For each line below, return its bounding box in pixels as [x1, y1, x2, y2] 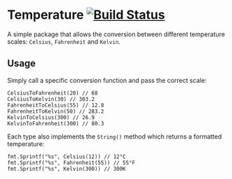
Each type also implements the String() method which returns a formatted [7, 132, 222, 141]
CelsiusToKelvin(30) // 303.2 [7, 95, 95, 102]
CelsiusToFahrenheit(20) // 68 [7, 89, 98, 97]
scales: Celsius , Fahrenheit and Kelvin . [7, 37, 121, 45]
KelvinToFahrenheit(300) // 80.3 [7, 120, 105, 127]
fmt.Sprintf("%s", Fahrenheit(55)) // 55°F [7, 159, 136, 166]
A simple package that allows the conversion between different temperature [7, 30, 225, 38]
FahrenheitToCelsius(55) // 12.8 [7, 102, 105, 109]
